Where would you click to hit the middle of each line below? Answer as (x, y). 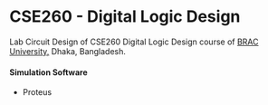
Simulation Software (48, 72)
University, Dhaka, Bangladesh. (68, 51)
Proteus (37, 92)
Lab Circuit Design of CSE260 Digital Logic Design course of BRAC (134, 42)
